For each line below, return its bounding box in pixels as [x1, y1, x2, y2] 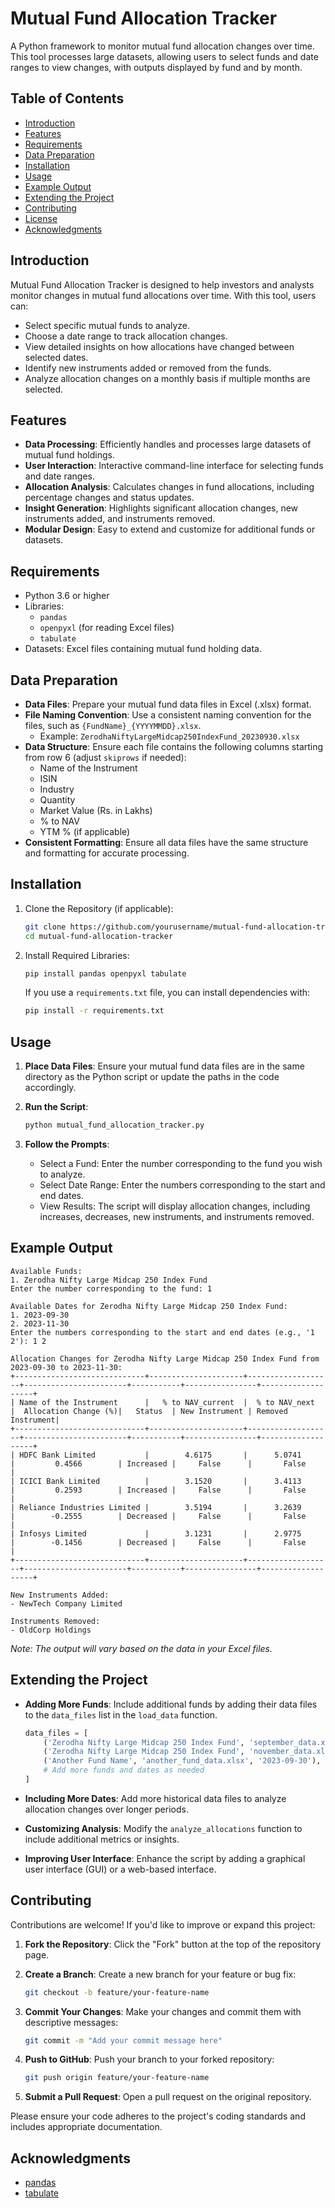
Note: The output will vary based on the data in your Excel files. [10, 1642, 273, 1654]
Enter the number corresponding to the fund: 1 [10, 1283, 213, 1294]
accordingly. [24, 1082, 77, 1094]
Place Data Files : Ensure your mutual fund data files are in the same [24, 1060, 305, 1072]
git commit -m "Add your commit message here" [24, 2035, 223, 2046]
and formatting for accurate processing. [24, 847, 190, 859]
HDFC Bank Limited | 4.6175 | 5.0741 [19, 1450, 302, 1460]
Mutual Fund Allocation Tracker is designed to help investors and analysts [10, 278, 315, 291]
